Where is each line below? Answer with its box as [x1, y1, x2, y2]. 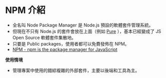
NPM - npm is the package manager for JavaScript [12, 46, 117, 52]
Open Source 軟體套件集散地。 [12, 34, 76, 40]
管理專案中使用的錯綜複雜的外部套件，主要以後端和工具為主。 [12, 67, 140, 73]
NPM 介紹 [5, 4, 46, 16]
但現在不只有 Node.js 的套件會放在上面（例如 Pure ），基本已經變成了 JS [12, 28, 161, 34]
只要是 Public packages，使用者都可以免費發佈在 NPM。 [12, 40, 129, 46]
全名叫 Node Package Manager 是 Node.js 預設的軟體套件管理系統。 [12, 22, 153, 28]
